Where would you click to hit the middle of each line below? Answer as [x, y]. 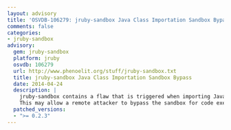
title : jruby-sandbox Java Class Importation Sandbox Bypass [103, 77]
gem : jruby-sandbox [41, 52]
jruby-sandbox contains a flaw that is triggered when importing [115, 97]
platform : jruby [36, 58]
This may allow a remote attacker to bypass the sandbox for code [117, 103]
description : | [35, 90]
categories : [24, 33]
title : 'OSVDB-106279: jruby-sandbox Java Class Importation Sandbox [109, 20]
